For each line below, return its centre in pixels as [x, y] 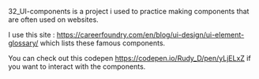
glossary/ [23, 43]
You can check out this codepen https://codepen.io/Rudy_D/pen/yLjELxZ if [129, 58]
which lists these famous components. [103, 43]
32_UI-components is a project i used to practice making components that [129, 11]
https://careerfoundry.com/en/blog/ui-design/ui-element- [150, 35]
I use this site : [32, 35]
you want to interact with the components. [77, 66]
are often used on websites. [53, 20]
